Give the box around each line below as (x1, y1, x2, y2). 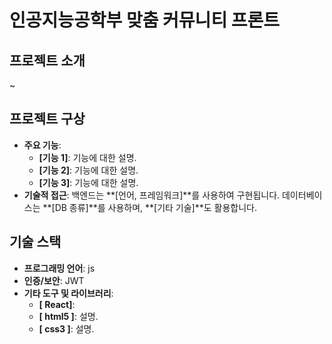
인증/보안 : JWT (23, 274, 85, 286)
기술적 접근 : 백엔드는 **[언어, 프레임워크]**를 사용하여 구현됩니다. (23, 189, 281, 201)
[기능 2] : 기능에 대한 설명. (38, 164, 139, 176)
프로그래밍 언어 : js (23, 262, 96, 274)
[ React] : (38, 298, 76, 310)
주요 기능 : (23, 139, 62, 151)
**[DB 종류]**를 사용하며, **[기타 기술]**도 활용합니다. (42, 201, 258, 213)
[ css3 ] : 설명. (38, 322, 95, 335)
